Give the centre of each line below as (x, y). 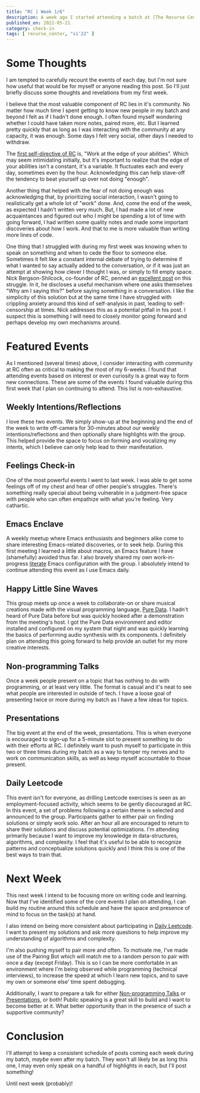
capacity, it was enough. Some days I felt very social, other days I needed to (100, 136)
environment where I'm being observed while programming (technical (92, 969)
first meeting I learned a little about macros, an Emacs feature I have (90, 551)
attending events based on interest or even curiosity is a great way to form (98, 376)
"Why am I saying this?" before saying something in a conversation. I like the (100, 291)
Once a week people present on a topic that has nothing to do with (88, 681)
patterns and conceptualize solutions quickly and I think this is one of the (96, 848)
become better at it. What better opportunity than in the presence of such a (99, 1006)
